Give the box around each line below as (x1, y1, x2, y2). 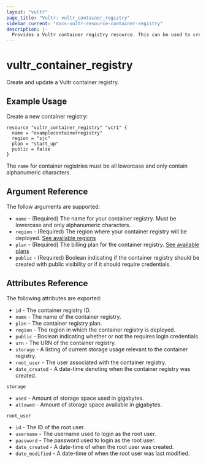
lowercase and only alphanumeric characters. (15, 221, 131, 228)
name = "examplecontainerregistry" (12, 130, 103, 136)
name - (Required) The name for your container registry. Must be (15, 214, 177, 222)
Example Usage (6, 96, 67, 107)
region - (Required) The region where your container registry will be (15, 228, 187, 235)
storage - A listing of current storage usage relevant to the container (15, 345, 188, 353)
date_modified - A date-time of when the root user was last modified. (15, 449, 190, 457)
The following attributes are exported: (6, 294, 102, 302)
